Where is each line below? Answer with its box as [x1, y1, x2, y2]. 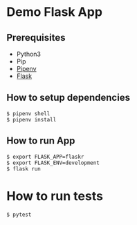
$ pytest [6, 211, 32, 218]
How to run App [6, 135, 75, 147]
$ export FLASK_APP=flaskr [6, 153, 84, 160]
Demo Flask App [6, 4, 103, 20]
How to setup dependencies [6, 92, 131, 104]
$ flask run [6, 165, 41, 173]
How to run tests [6, 188, 103, 204]
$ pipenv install [6, 116, 57, 123]
